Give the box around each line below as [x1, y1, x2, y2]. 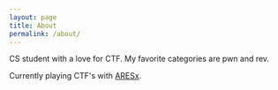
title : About [9, 21, 57, 30]
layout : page [9, 12, 57, 22]
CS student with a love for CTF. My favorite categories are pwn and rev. [9, 54, 270, 64]
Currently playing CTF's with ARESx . [9, 71, 142, 81]
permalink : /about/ [9, 29, 81, 38]
